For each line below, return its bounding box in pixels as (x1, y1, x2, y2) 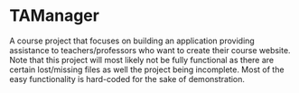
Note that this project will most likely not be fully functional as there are (9, 54, 275, 65)
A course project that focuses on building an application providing (9, 35, 255, 46)
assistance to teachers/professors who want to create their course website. (9, 44, 291, 55)
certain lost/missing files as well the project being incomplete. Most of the (9, 64, 285, 75)
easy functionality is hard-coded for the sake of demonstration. (9, 73, 246, 84)
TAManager (9, 5, 99, 26)
